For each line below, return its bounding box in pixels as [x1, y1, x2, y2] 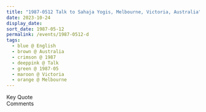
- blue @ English [12, 43, 56, 49]
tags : [6, 37, 20, 43]
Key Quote [6, 94, 33, 101]
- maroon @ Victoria [12, 71, 64, 77]
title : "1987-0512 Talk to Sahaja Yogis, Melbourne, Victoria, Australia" [6, 9, 202, 15]
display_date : [6, 20, 43, 26]
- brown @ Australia [12, 49, 64, 55]
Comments [6, 100, 34, 107]
